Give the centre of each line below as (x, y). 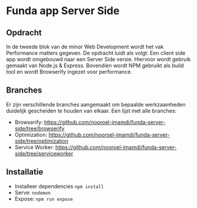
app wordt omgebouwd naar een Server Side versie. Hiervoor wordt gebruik (98, 59)
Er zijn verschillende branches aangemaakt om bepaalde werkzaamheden (96, 104)
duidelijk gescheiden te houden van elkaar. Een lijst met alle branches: (91, 111)
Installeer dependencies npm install (59, 186)
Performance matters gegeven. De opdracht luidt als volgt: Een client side (96, 53)
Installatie (25, 172)
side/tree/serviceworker (44, 153)
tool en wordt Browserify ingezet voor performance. (69, 72)
